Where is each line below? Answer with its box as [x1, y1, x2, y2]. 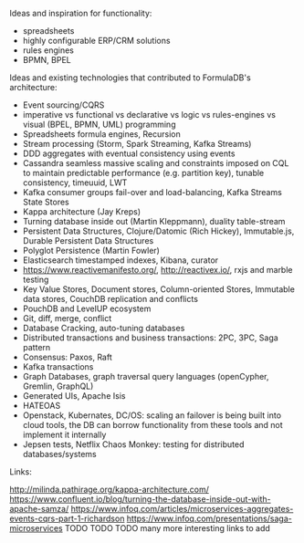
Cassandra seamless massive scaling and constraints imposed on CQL [22, 158, 289, 168]
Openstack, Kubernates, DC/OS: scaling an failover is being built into [22, 410, 281, 421]
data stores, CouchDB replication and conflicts [22, 294, 199, 304]
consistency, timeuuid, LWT [22, 177, 128, 188]
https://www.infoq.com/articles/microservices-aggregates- [70, 504, 294, 514]
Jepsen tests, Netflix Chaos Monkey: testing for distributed [22, 439, 245, 450]
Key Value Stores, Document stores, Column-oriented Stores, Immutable [22, 284, 295, 295]
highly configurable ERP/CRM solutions [22, 36, 171, 46]
